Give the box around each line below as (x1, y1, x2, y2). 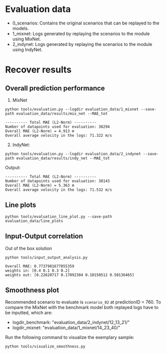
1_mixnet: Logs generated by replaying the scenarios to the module (12, 30, 150, 36)
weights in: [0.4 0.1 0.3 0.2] (5, 268, 70, 273)
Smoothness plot (5, 286, 60, 294)
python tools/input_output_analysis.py (5, 255, 88, 260)
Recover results (5, 64, 72, 75)
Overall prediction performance (5, 84, 105, 92)
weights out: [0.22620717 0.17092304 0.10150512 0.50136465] (5, 272, 135, 278)
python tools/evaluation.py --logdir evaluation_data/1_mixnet (5, 106, 139, 112)
